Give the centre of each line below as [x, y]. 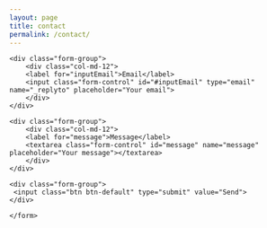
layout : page [34, 18]
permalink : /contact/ [50, 34]
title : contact [38, 26]
